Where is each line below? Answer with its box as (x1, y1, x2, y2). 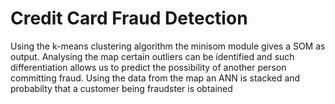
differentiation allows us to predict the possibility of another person (10, 61, 287, 73)
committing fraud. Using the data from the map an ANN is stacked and (10, 72, 301, 84)
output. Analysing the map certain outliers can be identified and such (10, 50, 295, 62)
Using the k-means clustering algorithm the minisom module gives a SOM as (10, 40, 326, 52)
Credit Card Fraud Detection (10, 7, 248, 30)
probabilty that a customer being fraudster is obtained (10, 82, 233, 94)
